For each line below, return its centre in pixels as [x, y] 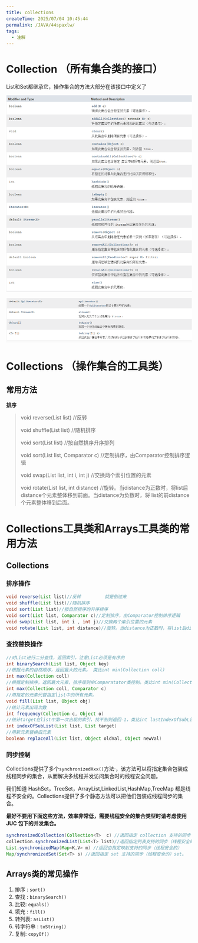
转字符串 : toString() [40, 926]
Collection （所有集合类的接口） [85, 69]
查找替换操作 [24, 644]
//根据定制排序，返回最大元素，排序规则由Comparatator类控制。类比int [83, 682]
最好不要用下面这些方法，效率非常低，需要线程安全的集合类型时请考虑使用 [96, 816]
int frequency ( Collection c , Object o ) [55, 714]
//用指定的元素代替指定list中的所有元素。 [52, 695]
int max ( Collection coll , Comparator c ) [57, 689]
